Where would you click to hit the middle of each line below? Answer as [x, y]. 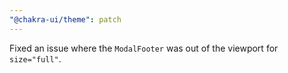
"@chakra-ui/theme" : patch [65, 19]
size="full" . [35, 58]
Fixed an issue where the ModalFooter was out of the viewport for [144, 48]
